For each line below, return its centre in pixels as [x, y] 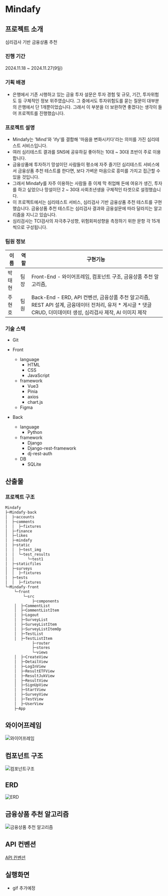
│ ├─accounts [20, 517]
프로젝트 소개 [24, 29]
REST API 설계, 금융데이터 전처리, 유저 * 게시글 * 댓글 [92, 305]
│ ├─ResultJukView [34, 676]
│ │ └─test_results [28, 554]
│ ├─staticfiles [23, 564]
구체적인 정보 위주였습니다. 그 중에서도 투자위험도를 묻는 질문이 [84, 100]
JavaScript [38, 376]
